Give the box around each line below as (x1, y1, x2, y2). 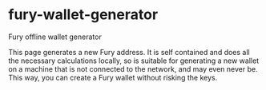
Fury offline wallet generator (8, 32, 102, 41)
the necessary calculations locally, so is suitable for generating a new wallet (8, 56, 259, 65)
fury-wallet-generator (8, 6, 159, 24)
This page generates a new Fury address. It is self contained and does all (8, 47, 250, 57)
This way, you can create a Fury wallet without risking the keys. (8, 72, 218, 82)
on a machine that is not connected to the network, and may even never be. (8, 64, 258, 73)
